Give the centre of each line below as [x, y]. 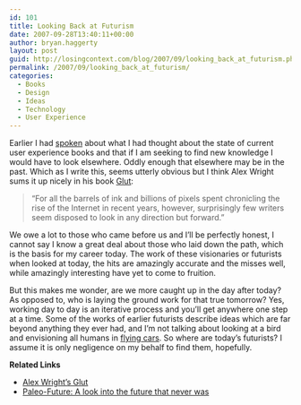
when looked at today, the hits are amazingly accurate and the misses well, [148, 263]
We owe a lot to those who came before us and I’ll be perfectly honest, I [142, 235]
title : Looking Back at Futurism [72, 26]
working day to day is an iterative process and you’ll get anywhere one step [149, 309]
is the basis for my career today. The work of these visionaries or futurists [146, 254]
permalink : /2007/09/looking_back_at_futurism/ [100, 68]
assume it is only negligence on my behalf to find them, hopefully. [131, 348]
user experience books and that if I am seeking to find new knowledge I [141, 152]
